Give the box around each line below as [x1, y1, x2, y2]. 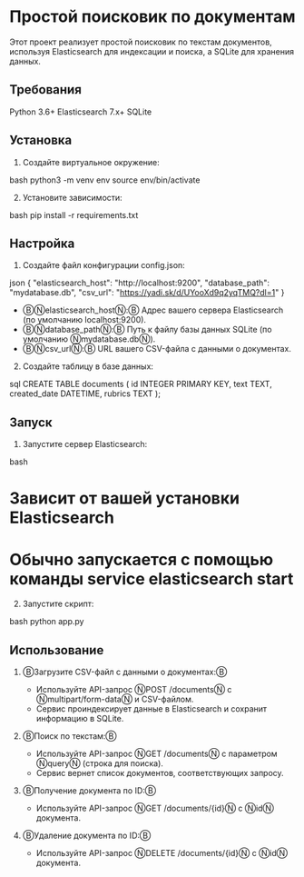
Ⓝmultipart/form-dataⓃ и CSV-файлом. [35, 693, 194, 705]
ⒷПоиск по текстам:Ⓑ [22, 731, 117, 742]
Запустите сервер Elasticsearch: [22, 439, 148, 450]
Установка [9, 133, 73, 148]
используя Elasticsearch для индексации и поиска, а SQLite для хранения [9, 45, 295, 56]
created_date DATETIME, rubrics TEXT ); [9, 388, 162, 399]
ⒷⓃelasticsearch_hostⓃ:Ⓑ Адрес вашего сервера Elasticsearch [22, 304, 284, 315]
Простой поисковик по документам [9, 6, 296, 27]
